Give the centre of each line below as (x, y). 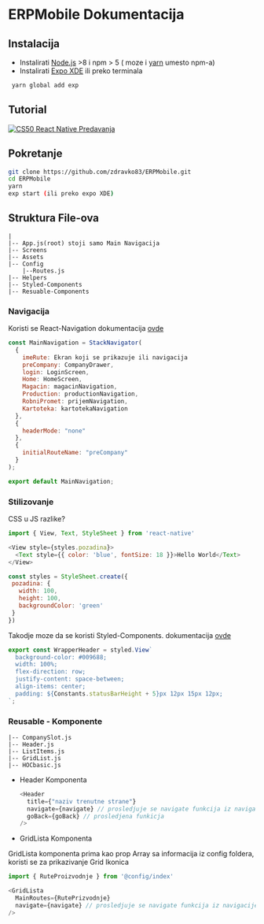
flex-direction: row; (51, 672)
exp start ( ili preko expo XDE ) (61, 194)
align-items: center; (51, 687)
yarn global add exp (45, 85)
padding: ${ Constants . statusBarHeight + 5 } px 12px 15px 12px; (119, 694)
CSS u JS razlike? (37, 519)
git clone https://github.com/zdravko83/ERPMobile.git (100, 172)
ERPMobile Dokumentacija (96, 15)
